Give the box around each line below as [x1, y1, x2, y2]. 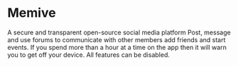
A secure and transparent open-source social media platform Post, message [7, 28, 231, 37]
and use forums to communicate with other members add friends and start [7, 35, 226, 44]
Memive [7, 5, 56, 21]
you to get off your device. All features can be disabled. [7, 51, 171, 59]
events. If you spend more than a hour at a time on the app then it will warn [7, 43, 227, 51]
